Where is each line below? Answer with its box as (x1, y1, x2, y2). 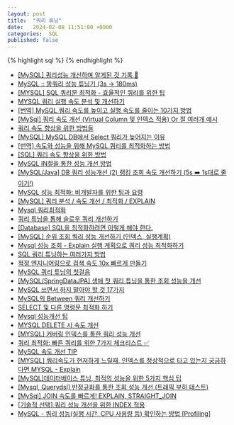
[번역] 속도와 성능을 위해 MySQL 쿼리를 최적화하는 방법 (17, 142, 171, 150)
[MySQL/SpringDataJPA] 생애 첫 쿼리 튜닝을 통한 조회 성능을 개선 (17, 277, 201, 285)
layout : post (7, 10, 46, 18)
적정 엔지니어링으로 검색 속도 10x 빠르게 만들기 (17, 259, 147, 268)
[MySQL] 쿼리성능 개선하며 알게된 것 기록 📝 (17, 71, 139, 79)
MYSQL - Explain (30, 365, 82, 374)
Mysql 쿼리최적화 (17, 206, 67, 215)
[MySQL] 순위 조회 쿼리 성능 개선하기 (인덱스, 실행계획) (17, 232, 172, 241)
